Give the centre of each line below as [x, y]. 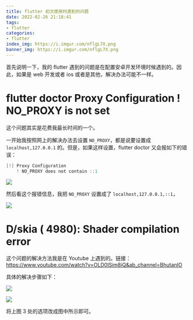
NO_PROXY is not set [58, 110]
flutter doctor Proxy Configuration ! [93, 98]
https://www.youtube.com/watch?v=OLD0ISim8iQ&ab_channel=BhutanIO [94, 265]
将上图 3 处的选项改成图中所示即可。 [50, 311]
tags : [13, 22]
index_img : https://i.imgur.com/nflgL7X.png [61, 44]
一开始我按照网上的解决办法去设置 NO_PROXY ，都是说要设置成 [79, 140]
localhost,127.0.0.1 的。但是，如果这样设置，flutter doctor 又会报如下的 [94, 147]
